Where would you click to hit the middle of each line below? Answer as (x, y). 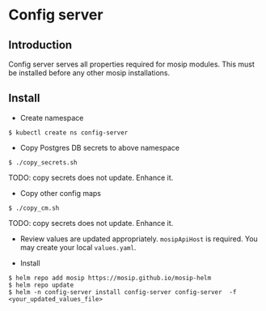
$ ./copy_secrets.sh (43, 162)
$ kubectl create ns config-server (68, 132)
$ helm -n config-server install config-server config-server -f (122, 292)
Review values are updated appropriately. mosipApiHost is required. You (139, 239)
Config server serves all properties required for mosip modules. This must (131, 64)
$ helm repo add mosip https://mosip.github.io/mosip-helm (110, 278)
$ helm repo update (41, 285)
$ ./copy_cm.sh (34, 208)
